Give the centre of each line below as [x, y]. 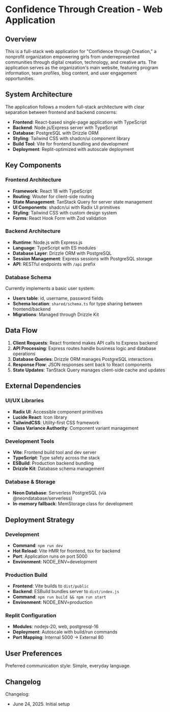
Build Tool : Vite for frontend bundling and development [70, 143]
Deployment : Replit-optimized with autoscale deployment [73, 149]
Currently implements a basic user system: [50, 288]
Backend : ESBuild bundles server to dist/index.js [66, 592]
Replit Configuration [31, 616]
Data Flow [21, 330]
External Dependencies [43, 386]
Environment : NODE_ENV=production [52, 602]
